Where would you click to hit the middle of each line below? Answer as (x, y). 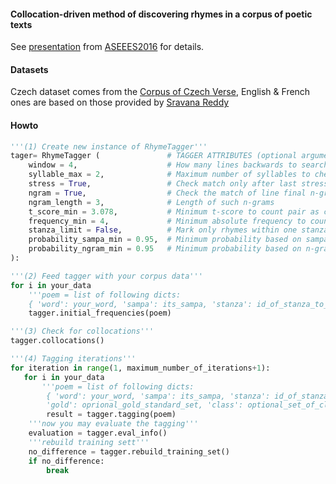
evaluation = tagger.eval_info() (98, 433)
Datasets (29, 69)
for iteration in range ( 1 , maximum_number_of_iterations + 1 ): (140, 368)
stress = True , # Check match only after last (163, 184)
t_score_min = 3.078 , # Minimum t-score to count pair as (174, 211)
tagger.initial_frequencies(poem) (100, 313)
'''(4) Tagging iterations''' (73, 359)
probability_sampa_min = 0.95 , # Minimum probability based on (165, 240)
